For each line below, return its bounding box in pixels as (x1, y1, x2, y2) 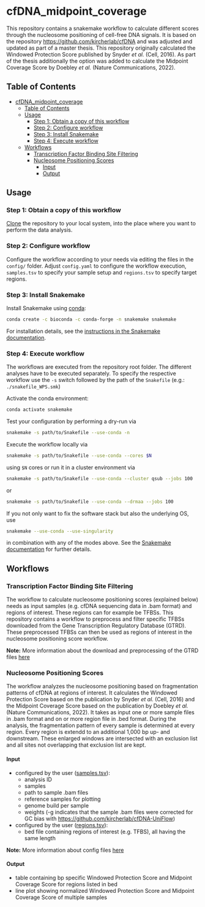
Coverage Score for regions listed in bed (15, 880, 117, 888)
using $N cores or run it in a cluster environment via (6, 464, 136, 471)
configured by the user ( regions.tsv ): (15, 821, 108, 828)
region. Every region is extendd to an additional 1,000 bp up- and (6, 728, 170, 736)
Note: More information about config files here (6, 846, 124, 854)
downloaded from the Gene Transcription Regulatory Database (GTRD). (6, 622, 187, 629)
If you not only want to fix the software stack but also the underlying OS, (6, 510, 189, 517)
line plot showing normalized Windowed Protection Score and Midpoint (15, 887, 195, 894)
